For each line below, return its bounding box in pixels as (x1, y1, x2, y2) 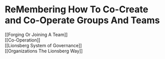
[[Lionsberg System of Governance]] (5, 42, 82, 48)
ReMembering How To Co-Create (5, 4, 149, 15)
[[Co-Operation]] (5, 37, 40, 43)
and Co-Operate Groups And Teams (5, 14, 160, 26)
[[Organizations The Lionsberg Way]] (5, 48, 83, 54)
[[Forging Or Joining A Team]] (5, 31, 68, 37)
